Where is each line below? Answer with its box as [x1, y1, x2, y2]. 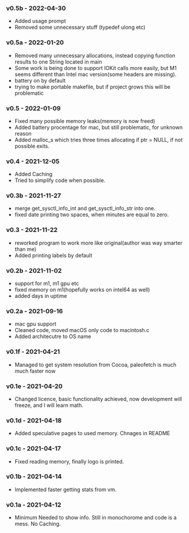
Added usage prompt [14, 18, 66, 25]
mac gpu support [14, 320, 57, 327]
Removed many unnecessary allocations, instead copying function [14, 52, 176, 59]
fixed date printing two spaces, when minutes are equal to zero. [14, 211, 169, 219]
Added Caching [14, 171, 53, 178]
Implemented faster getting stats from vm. [14, 486, 117, 493]
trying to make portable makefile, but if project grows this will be [14, 83, 171, 90]
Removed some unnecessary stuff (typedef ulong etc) [14, 24, 146, 31]
